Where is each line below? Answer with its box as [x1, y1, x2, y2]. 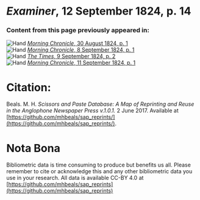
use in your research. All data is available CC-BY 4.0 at [6, 174, 144, 182]
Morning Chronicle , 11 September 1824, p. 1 [27, 59, 136, 66]
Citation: [6, 80, 51, 94]
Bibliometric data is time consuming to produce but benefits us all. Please [6, 161, 191, 168]
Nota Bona [6, 141, 61, 155]
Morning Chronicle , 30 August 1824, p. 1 [27, 40, 128, 47]
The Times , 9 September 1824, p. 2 [27, 53, 116, 60]
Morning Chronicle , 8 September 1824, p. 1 [27, 46, 135, 53]
